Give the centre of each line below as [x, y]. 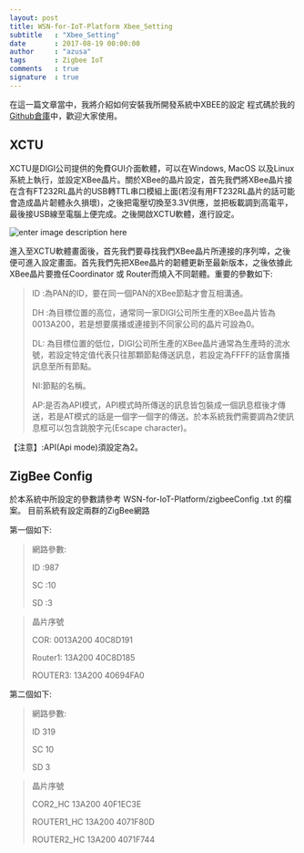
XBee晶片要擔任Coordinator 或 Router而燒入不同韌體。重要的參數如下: [141, 274]
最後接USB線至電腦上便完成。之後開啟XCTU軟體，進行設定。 [124, 213]
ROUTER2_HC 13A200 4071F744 [93, 839]
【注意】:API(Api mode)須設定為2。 [76, 447]
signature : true [44, 78]
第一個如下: [31, 530]
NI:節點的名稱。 [61, 385]
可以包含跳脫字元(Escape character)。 [120, 427]
